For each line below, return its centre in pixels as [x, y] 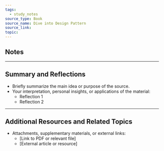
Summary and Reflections [45, 75]
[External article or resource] [48, 144]
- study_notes [24, 14]
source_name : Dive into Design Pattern [46, 23]
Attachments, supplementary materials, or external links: [69, 133]
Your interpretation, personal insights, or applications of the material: [81, 91]
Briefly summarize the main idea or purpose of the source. [71, 86]
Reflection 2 [31, 102]
